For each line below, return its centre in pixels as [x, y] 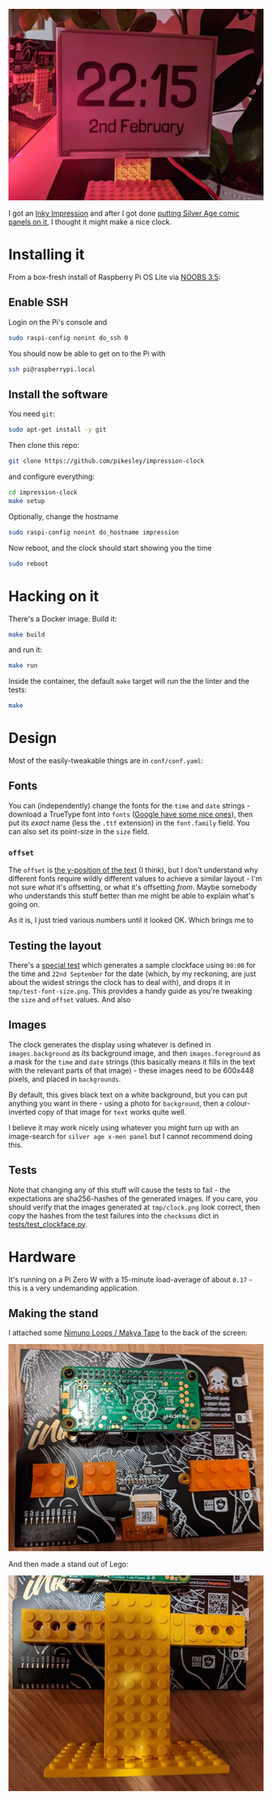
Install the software [58, 394]
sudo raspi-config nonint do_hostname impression [94, 532]
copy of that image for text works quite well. [112, 1111]
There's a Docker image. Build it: [63, 618]
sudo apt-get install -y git [57, 430]
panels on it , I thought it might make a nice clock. [90, 222]
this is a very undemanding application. [74, 1288]
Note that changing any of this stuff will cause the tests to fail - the [119, 1190]
